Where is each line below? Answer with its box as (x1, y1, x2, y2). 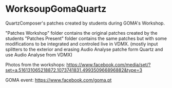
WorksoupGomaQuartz (5, 3, 107, 15)
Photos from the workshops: (5, 61, 66, 68)
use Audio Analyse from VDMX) (5, 52, 73, 58)
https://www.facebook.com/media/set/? (66, 61, 151, 68)
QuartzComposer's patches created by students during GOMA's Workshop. (5, 20, 165, 26)
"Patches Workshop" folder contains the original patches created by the (5, 30, 158, 36)
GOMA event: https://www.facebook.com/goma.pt (5, 77, 112, 83)
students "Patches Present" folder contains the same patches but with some (5, 35, 167, 41)
